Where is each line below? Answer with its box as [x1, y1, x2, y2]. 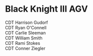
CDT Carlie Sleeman [5, 30, 46, 36]
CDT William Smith [5, 35, 43, 41]
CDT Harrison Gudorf [5, 19, 48, 25]
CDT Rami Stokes [5, 40, 41, 46]
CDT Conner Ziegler [5, 45, 46, 51]
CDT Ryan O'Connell [5, 24, 46, 30]
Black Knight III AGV [5, 3, 88, 15]
